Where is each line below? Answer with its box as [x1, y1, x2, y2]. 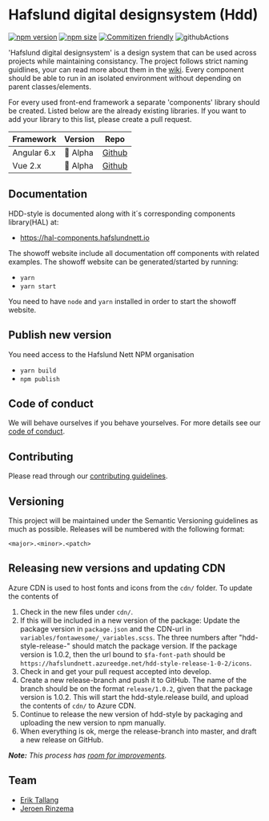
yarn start [19, 282, 57, 291]
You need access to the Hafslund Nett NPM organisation [8, 349, 195, 359]
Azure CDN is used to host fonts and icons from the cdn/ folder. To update [8, 583, 253, 592]
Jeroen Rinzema [19, 803, 74, 813]
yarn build [19, 367, 57, 375]
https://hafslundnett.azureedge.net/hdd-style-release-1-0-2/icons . [19, 658, 252, 668]
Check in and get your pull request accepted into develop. [19, 666, 212, 676]
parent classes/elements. [8, 82, 92, 91]
